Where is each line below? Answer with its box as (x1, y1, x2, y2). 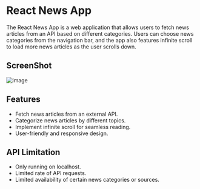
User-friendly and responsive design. (15, 130, 108, 137)
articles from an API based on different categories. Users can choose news (6, 30, 194, 37)
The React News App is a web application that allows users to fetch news (6, 24, 190, 31)
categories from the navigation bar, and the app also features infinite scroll (6, 36, 193, 44)
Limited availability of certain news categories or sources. (15, 176, 159, 184)
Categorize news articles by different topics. (15, 116, 126, 124)
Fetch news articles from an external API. (15, 110, 118, 118)
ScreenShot (6, 61, 52, 71)
